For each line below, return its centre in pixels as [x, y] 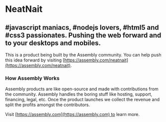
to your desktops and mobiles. [53, 43]
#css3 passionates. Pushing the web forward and [83, 35]
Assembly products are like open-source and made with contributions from [82, 89]
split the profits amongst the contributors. [48, 105]
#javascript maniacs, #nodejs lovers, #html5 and [82, 28]
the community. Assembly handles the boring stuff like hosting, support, [79, 94]
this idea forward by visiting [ [35, 60]
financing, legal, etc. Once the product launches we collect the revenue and [83, 100]
